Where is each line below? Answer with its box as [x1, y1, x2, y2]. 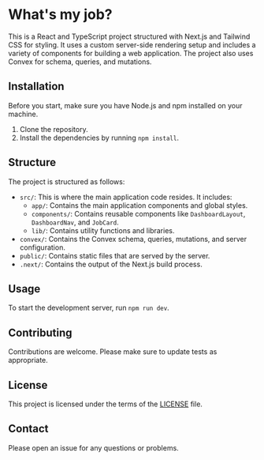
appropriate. [8, 356, 49, 365]
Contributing [8, 326, 73, 339]
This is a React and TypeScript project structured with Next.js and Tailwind [8, 32, 251, 41]
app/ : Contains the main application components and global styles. [31, 200, 248, 210]
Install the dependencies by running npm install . [19, 133, 180, 142]
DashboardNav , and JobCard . [31, 217, 120, 227]
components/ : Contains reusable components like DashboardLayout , [31, 209, 246, 218]
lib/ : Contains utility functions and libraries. [31, 225, 175, 235]
